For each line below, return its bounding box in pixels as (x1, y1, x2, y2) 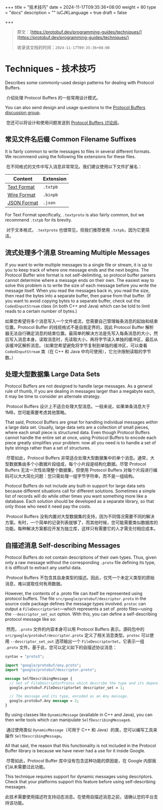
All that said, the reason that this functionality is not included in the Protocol (5, 743, 156, 748)
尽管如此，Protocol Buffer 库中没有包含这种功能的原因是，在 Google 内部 (6, 758, 152, 764)
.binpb (43, 192, 58, 197)
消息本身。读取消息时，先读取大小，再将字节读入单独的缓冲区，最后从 (17, 336, 158, 342)
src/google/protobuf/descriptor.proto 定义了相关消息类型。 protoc (5, 632, 140, 638)
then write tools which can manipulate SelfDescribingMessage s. (5, 717, 131, 723)
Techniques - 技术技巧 (5, 64, 96, 74)
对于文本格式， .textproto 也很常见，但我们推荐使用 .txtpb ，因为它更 (6, 227, 146, 233)
